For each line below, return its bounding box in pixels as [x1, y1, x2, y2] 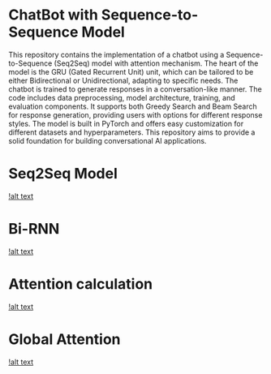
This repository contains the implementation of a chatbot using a [8, 49, 225, 59]
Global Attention [8, 330, 121, 348]
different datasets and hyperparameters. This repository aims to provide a [8, 127, 256, 137]
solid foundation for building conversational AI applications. [8, 135, 207, 145]
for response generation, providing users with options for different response [8, 110, 263, 119]
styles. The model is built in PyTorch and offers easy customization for [8, 118, 244, 128]
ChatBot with [8, 6, 99, 24]
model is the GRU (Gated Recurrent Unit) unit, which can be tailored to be [8, 67, 254, 76]
